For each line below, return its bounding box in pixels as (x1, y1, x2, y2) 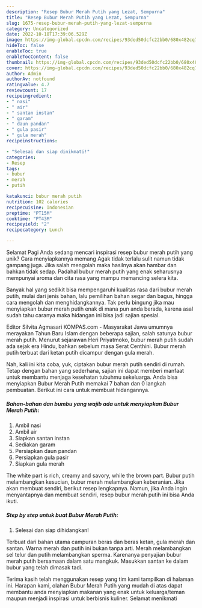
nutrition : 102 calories (6, 198, 69, 205)
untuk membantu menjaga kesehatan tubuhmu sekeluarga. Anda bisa (6, 373, 178, 381)
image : (6, 37, 23, 43)
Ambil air (14, 428, 37, 435)
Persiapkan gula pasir (14, 454, 69, 461)
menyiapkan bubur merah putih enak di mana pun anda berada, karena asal (6, 305, 194, 312)
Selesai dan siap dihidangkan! (14, 526, 89, 534)
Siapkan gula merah (14, 460, 65, 467)
